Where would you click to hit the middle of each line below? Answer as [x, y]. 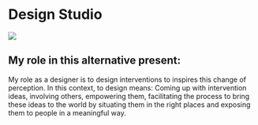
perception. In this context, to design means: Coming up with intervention [127, 87]
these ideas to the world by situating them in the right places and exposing [129, 105]
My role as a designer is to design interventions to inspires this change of [127, 79]
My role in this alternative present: [95, 61]
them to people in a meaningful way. [67, 112]
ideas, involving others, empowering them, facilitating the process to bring [129, 96]
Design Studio [55, 15]
